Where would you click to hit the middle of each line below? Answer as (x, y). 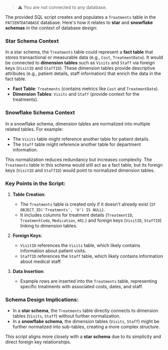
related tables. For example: (34, 129)
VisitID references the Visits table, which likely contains (80, 245)
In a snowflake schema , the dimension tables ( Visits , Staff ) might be (86, 322)
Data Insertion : (28, 271)
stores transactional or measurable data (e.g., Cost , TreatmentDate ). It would (84, 57)
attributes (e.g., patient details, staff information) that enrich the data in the (83, 73)
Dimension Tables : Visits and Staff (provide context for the (76, 94)
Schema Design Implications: (42, 299)
